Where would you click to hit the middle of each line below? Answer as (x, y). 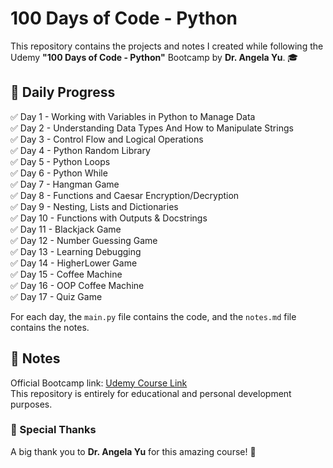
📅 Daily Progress (63, 92)
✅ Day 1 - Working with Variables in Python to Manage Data (133, 116)
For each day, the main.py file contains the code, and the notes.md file (153, 316)
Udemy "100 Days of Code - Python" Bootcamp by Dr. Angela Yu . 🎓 (154, 57)
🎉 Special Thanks (53, 430)
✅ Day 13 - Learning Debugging (76, 251)
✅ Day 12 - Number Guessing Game (84, 240)
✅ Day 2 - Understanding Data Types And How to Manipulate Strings (152, 128)
